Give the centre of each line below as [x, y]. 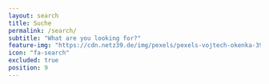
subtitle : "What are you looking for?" [75, 38]
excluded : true [34, 61]
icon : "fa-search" [39, 53]
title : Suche [30, 23]
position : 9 [28, 68]
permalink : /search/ [43, 30]
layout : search [34, 16]
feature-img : [30, 46]
